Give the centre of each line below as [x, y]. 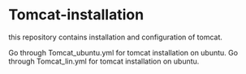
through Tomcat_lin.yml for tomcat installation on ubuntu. [104, 61]
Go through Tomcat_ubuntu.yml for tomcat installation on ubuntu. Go [123, 52]
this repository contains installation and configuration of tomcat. [116, 37]
